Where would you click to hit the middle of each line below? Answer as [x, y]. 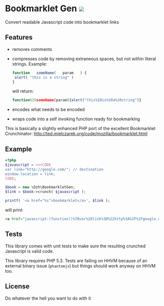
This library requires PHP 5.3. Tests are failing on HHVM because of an [76, 261]
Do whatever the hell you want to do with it [48, 298]
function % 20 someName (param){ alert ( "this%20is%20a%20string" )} [77, 100]
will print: [14, 210]
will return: [23, 91]
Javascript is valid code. [30, 251]
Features [19, 37]
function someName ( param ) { [49, 73]
